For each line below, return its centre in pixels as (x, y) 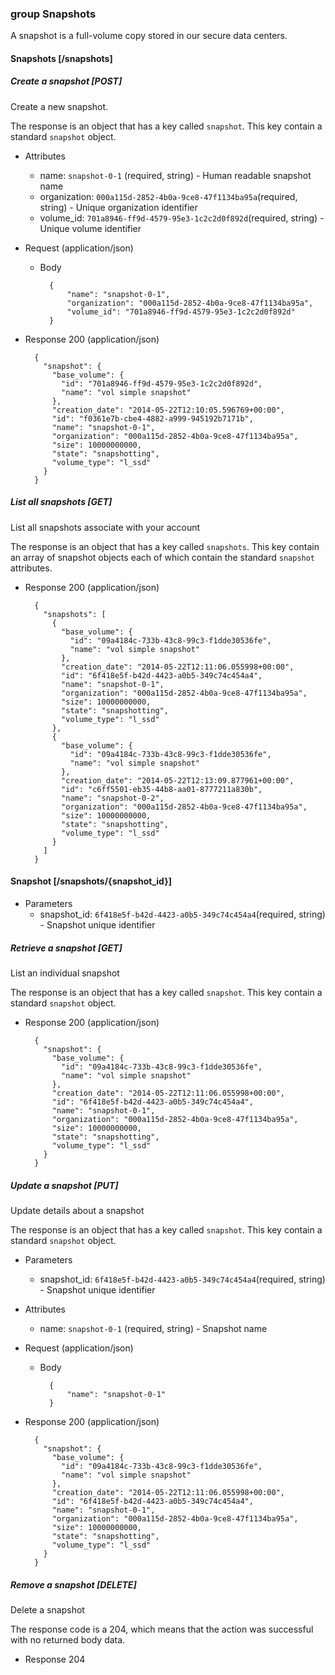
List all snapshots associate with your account (105, 527)
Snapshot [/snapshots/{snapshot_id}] (91, 881)
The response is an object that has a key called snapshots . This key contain (165, 546)
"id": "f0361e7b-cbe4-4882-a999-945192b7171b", (152, 418)
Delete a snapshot (47, 1609)
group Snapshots (53, 14)
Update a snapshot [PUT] (64, 1185)
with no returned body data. (68, 1639)
